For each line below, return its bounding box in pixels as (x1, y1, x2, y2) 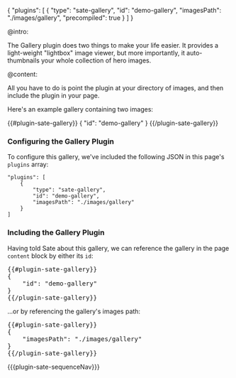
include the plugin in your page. (7, 92, 100, 99)
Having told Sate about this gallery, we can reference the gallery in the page (7, 244, 230, 252)
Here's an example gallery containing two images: (7, 105, 154, 113)
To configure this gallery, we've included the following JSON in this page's (7, 153, 225, 161)
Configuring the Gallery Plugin (7, 136, 115, 146)
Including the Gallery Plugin (7, 227, 105, 237)
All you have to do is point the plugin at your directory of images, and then (7, 84, 224, 92)
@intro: (7, 28, 29, 36)
